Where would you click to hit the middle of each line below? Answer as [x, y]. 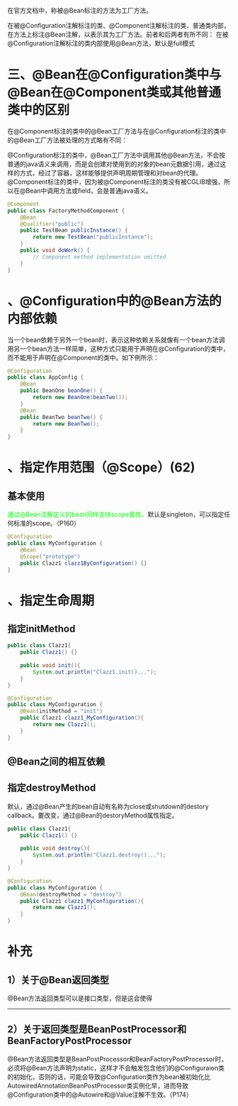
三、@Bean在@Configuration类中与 [114, 75]
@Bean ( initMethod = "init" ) [61, 711]
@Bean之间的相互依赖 [56, 762]
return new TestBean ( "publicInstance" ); [93, 237]
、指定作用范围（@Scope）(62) [101, 468]
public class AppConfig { [45, 378]
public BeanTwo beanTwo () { [61, 417]
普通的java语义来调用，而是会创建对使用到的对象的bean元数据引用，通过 [114, 164]
